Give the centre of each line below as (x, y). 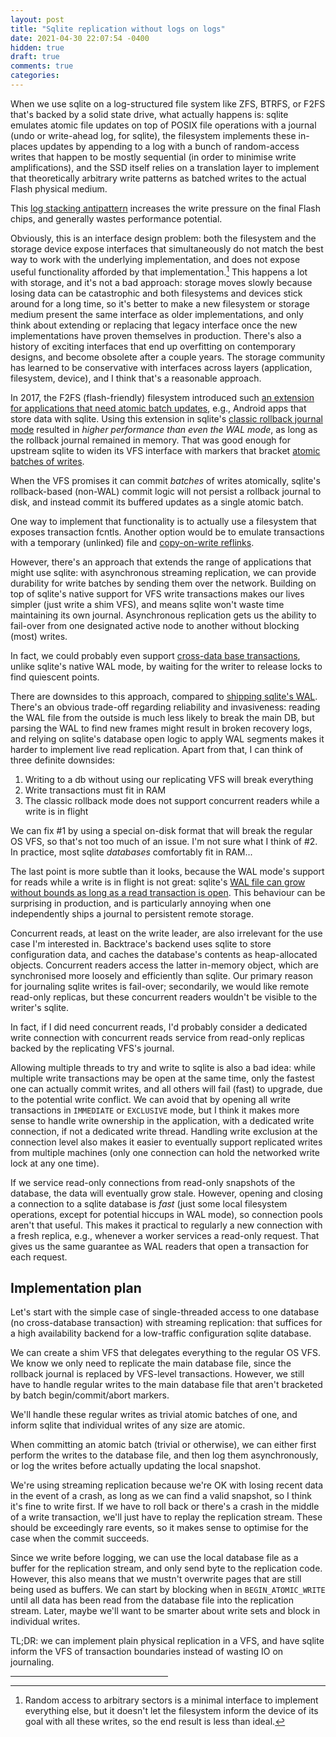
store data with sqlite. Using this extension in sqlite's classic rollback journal (166, 418)
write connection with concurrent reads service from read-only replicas (157, 1037)
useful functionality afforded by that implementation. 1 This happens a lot (159, 271)
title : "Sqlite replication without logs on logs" (118, 29)
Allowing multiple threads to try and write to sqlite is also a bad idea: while (163, 1067)
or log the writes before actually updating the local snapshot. (136, 1466)
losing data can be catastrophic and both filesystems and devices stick (156, 293)
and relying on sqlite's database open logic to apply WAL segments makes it (167, 738)
